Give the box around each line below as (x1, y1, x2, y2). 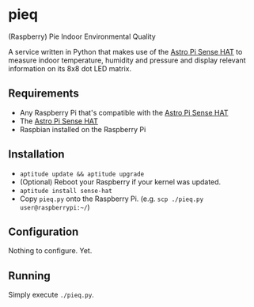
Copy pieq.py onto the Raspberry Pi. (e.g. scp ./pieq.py (19, 194, 204, 203)
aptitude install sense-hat (19, 187, 112, 195)
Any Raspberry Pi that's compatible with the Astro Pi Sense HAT (19, 108, 229, 117)
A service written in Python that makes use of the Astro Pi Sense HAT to (8, 47, 243, 56)
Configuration (8, 225, 79, 238)
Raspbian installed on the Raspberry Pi (19, 124, 146, 134)
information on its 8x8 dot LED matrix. (8, 63, 132, 73)
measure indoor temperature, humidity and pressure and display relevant (8, 55, 247, 65)
